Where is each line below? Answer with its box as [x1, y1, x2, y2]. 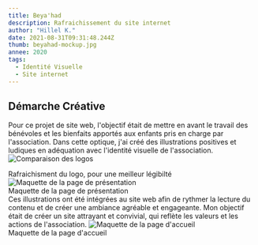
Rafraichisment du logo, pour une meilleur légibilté [8, 169, 172, 179]
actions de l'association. [8, 220, 88, 229]
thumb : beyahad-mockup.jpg [8, 41, 97, 49]
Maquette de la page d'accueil [8, 228, 107, 238]
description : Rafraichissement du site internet [8, 19, 171, 27]
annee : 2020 [8, 48, 47, 56]
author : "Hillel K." [8, 26, 77, 34]
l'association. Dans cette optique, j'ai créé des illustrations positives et [8, 138, 237, 147]
